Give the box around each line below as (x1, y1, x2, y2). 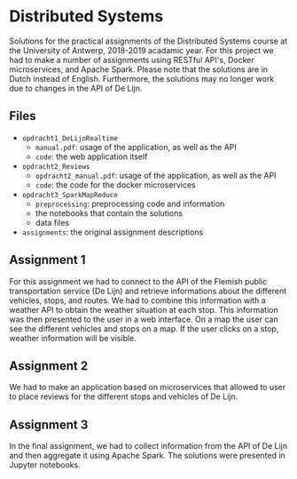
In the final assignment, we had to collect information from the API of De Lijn (9, 441, 288, 451)
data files (35, 217, 69, 228)
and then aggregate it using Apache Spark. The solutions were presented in (9, 451, 285, 461)
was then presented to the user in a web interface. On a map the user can (9, 314, 278, 324)
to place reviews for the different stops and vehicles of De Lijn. (9, 391, 238, 402)
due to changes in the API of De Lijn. (9, 83, 143, 93)
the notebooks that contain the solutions (35, 207, 184, 219)
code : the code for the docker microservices (35, 180, 197, 190)
